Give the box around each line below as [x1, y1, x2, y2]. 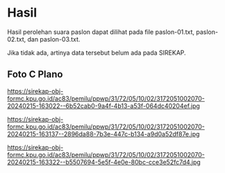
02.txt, [7, 35, 26, 43]
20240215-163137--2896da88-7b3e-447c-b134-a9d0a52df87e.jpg [7, 129, 200, 138]
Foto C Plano [7, 69, 63, 80]
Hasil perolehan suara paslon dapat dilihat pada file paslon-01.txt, [7, 28, 195, 36]
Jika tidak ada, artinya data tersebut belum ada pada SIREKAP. [7, 48, 186, 57]
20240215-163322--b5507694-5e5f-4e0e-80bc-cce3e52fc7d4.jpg [7, 158, 201, 166]
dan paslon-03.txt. [27, 35, 81, 43]
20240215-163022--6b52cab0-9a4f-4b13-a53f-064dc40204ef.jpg [7, 102, 200, 110]
